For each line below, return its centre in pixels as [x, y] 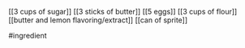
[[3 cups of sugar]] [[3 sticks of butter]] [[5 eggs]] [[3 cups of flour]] [123, 12]
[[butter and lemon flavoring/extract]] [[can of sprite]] [98, 20]
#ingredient [28, 36]
